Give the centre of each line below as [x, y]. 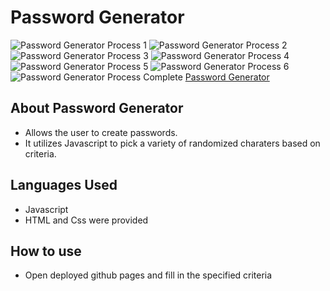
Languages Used [64, 185]
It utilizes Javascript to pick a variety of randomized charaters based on [172, 143]
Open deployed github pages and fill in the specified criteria [148, 275]
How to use [46, 251]
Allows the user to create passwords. [101, 132]
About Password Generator [97, 108]
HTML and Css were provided [86, 220]
